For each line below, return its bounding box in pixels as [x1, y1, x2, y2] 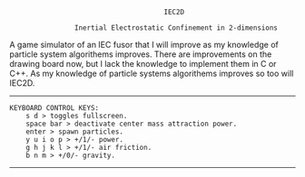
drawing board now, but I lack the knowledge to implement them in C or [9, 59, 277, 69]
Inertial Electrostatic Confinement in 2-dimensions [74, 23, 279, 33]
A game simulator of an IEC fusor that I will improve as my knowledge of [9, 40, 279, 50]
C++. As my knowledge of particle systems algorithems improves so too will [9, 68, 294, 79]
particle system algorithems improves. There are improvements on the [9, 49, 272, 60]
